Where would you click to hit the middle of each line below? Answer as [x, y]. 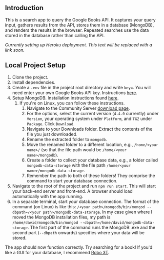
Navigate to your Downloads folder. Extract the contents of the [90, 129]
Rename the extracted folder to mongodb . [67, 139]
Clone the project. [30, 77]
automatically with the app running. [48, 196]
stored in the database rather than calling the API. [55, 35]
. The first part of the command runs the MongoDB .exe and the [92, 227]
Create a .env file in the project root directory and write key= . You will [82, 87]
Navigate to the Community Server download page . [78, 108]
